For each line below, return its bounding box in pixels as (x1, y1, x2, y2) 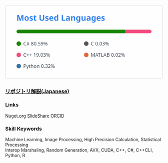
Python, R (5, 153, 25, 159)
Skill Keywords (5, 125, 42, 132)
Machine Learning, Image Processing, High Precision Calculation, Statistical (5, 137, 161, 143)
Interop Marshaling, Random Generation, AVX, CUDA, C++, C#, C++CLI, (5, 147, 153, 153)
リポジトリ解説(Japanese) (5, 88, 69, 95)
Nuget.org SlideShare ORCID (5, 113, 64, 119)
